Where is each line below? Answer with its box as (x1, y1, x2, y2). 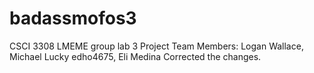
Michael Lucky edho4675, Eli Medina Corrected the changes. (9, 50, 262, 62)
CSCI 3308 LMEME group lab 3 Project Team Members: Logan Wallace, (9, 40, 304, 52)
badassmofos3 (9, 7, 137, 30)
